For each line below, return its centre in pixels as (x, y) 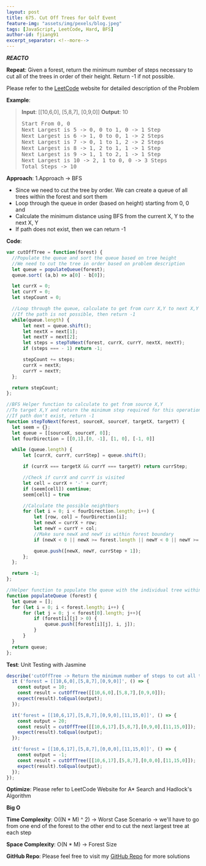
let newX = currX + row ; (65, 523)
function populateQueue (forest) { (52, 596)
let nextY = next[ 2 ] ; (50, 337)
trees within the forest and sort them (61, 196)
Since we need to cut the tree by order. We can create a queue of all (101, 190)
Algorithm (19, 796)
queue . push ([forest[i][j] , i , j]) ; (90, 625)
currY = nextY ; (42, 371)
